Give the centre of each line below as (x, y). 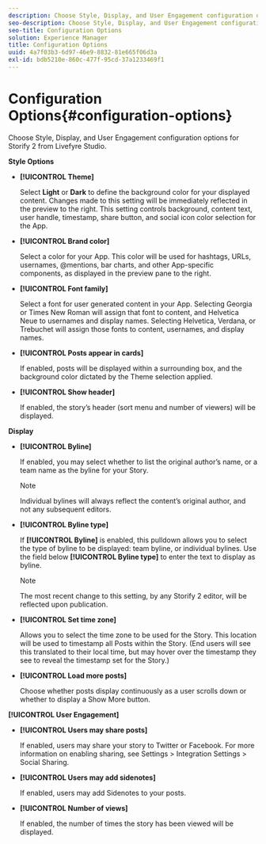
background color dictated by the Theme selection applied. (116, 376)
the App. (34, 226)
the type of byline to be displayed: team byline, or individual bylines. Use (138, 548)
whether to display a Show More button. (85, 699)
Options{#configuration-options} (120, 116)
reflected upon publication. (64, 604)
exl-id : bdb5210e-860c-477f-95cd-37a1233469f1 (86, 60)
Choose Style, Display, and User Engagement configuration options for (123, 137)
